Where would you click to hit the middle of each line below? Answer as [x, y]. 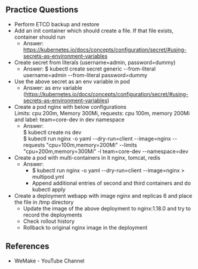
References [27, 247]
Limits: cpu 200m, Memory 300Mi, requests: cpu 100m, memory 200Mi [102, 113]
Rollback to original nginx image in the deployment [85, 227]
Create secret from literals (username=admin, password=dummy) [95, 62]
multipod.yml [48, 176]
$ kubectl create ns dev [52, 132]
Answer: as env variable [53, 88]
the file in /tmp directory [44, 202]
